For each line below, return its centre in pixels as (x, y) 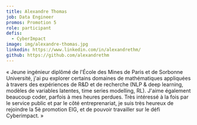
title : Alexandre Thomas (37, 11)
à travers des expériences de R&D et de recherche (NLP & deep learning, (95, 84)
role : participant (29, 28)
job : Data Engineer (30, 17)
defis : (14, 33)
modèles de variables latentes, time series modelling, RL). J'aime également (98, 90)
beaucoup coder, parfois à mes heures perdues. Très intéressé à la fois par (97, 97)
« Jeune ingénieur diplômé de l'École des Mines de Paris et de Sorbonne (95, 72)
